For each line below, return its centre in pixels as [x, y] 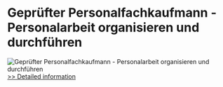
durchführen [45, 42]
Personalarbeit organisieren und [103, 27]
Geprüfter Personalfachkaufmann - [112, 13]
